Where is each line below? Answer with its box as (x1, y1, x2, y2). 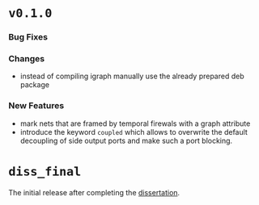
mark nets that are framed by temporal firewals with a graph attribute (19, 119, 251, 128)
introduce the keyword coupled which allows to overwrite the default (19, 127, 248, 136)
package (19, 80, 50, 90)
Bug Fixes (8, 31, 49, 43)
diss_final (8, 164, 82, 179)
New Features (8, 100, 65, 111)
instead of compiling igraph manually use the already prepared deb (19, 71, 244, 82)
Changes (8, 53, 45, 65)
